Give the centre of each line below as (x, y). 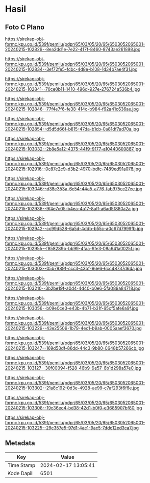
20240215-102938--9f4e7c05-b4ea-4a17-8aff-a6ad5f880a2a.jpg (72, 209)
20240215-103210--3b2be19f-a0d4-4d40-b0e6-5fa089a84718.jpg (73, 288)
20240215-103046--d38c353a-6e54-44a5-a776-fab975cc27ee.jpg (74, 189)
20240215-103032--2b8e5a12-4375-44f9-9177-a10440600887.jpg (73, 149)
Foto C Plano (25, 27)
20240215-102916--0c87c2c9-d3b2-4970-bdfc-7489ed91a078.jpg (73, 169)
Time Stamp (22, 465)
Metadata (20, 443)
